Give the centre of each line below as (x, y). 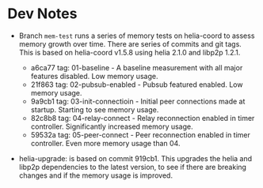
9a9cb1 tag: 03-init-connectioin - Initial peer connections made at (138, 101)
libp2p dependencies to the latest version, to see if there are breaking (133, 167)
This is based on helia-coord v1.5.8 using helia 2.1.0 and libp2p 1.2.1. (130, 52)
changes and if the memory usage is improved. (96, 175)
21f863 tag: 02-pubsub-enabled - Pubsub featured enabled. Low (137, 85)
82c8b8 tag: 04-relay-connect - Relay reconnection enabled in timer (143, 118)
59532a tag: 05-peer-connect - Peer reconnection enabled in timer (141, 134)
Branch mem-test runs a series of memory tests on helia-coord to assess (137, 36)
